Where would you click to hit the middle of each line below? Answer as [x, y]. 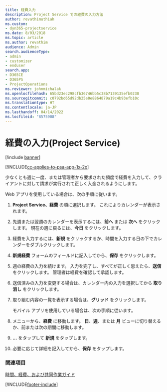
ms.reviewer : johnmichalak [33, 89]
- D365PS [14, 79]
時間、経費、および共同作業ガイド [40, 374]
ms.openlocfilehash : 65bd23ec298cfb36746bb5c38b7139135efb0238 [72, 93]
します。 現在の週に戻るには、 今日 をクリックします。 [68, 227]
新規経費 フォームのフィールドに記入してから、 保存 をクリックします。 [85, 255]
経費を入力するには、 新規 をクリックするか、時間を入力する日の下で [83, 238]
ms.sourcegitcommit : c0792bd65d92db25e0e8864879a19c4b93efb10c [72, 98]
